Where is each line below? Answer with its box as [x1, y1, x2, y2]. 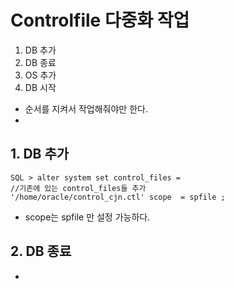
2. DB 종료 [10, 243, 72, 260]
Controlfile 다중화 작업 [10, 9, 190, 32]
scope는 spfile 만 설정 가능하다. [24, 211, 151, 223]
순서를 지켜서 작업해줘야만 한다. [24, 102, 148, 115]
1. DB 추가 [10, 146, 70, 163]
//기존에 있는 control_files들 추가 [10, 183, 147, 193]
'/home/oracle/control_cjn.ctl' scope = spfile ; [10, 192, 226, 202]
